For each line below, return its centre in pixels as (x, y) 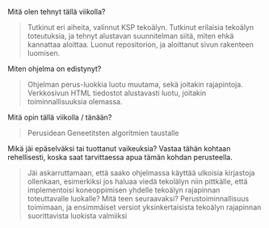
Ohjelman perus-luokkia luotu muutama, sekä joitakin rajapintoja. (135, 84)
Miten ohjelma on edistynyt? (55, 69)
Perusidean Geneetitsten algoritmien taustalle (103, 133)
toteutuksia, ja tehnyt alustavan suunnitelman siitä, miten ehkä (130, 36)
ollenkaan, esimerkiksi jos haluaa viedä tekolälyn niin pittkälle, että (137, 182)
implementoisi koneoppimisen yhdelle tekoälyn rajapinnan (124, 190)
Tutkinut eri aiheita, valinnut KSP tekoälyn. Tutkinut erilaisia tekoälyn (141, 27)
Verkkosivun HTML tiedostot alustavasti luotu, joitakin (117, 93)
